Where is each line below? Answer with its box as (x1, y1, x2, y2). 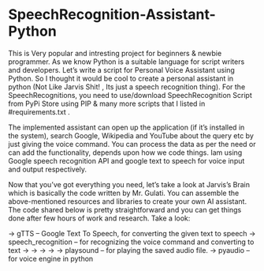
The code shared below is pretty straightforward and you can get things (8, 205, 242, 214)
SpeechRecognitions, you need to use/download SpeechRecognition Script (8, 90, 252, 100)
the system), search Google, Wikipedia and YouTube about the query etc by (8, 130, 255, 140)
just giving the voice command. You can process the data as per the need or (8, 139, 256, 149)
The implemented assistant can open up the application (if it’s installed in (8, 122, 245, 132)
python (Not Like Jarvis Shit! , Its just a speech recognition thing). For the (8, 81, 246, 92)
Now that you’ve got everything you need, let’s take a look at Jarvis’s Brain (8, 179, 251, 189)
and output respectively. (8, 164, 87, 174)
